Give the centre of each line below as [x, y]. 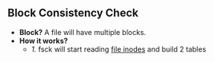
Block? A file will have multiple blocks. [83, 32]
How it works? [44, 41]
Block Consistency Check [73, 13]
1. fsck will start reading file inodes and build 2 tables [119, 49]
